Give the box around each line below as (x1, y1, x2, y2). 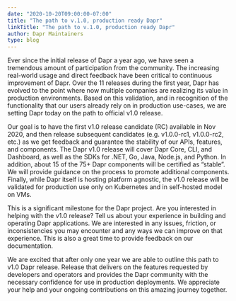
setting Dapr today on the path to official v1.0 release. (7, 109, 163, 118)
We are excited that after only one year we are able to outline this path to (7, 256, 219, 264)
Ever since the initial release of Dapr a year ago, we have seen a (7, 56, 194, 64)
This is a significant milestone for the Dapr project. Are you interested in (7, 204, 217, 212)
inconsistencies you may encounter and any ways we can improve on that (7, 227, 223, 235)
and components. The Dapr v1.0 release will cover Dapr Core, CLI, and (7, 145, 212, 154)
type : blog (7, 37, 40, 44)
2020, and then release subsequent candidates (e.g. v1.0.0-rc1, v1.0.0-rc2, (7, 130, 224, 139)
